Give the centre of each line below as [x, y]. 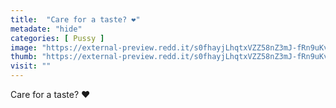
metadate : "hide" [46, 29]
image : [24, 47]
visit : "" [31, 66]
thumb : [24, 57]
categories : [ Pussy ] [57, 38]
